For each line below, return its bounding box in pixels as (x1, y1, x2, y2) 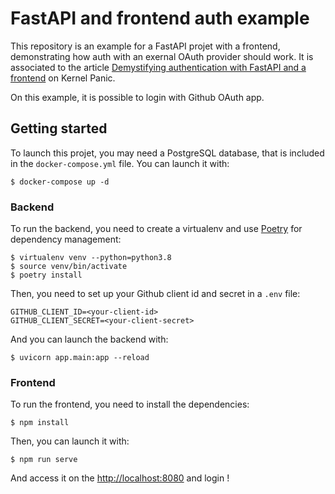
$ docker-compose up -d (10, 177, 110, 187)
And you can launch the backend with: (10, 333, 169, 346)
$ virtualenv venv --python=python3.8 (10, 253, 172, 263)
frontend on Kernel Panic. (10, 72, 116, 84)
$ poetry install (10, 270, 83, 281)
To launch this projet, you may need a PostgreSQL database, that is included (10, 147, 325, 159)
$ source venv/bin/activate (10, 262, 128, 272)
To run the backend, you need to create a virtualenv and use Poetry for (10, 223, 303, 235)
